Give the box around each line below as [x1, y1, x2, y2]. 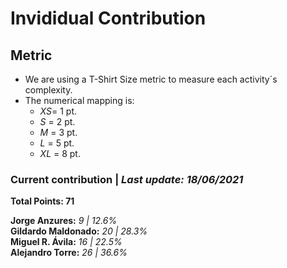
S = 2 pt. [39, 116, 76, 127]
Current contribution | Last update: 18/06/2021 [10, 172, 244, 186]
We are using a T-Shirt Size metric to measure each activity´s [24, 73, 278, 85]
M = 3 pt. [39, 127, 78, 138]
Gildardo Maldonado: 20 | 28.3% [10, 225, 148, 237]
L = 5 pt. [39, 137, 75, 149]
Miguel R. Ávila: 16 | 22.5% [10, 236, 123, 248]
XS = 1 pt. [39, 105, 78, 117]
